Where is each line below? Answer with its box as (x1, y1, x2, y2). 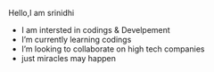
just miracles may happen (21, 53, 117, 63)
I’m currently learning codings (21, 35, 132, 44)
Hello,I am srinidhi (8, 8, 75, 18)
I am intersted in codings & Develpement (21, 25, 170, 35)
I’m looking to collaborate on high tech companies (21, 44, 205, 54)
